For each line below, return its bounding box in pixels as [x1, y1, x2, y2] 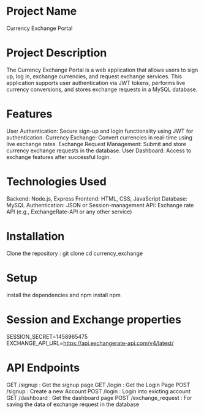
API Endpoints [6, 361, 80, 374]
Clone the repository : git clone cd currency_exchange [6, 250, 143, 257]
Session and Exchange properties [6, 312, 182, 327]
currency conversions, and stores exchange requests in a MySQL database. [6, 86, 198, 93]
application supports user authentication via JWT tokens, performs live [6, 79, 186, 86]
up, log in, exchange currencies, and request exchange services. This [6, 72, 183, 80]
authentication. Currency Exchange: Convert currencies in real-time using [6, 133, 193, 141]
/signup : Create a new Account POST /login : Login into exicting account [6, 387, 191, 395]
